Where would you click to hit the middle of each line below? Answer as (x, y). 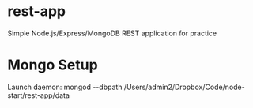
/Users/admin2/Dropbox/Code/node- (185, 87)
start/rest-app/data (39, 95)
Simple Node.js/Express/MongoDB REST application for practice (112, 33)
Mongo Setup (53, 65)
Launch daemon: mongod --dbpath (65, 87)
